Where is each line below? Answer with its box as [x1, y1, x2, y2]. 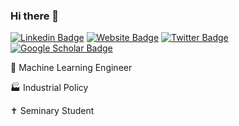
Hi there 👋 [10, 9, 60, 23]
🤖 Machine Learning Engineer [10, 62, 133, 74]
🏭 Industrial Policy [10, 82, 89, 94]
